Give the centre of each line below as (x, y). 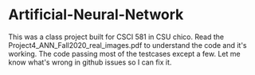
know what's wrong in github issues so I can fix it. (90, 62)
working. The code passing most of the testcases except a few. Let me (124, 53)
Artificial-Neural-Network (96, 15)
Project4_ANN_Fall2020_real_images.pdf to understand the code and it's (127, 45)
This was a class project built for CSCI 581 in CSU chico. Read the (116, 37)
